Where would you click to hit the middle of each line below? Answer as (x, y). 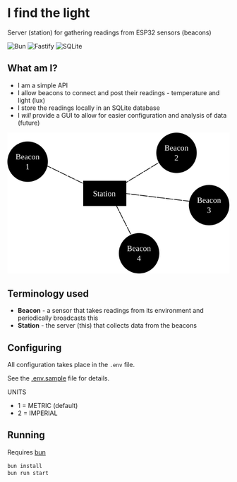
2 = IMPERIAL (37, 413)
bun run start (28, 473)
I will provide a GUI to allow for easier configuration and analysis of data (122, 115)
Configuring (35, 348)
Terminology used (48, 293)
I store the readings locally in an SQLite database (89, 108)
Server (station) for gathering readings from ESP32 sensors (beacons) (109, 32)
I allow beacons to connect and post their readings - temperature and (119, 92)
